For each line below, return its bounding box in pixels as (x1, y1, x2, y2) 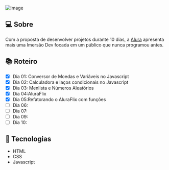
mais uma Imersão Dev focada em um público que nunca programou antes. (5, 41, 164, 48)
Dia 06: (12, 102, 28, 108)
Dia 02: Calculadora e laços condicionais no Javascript (12, 79, 129, 85)
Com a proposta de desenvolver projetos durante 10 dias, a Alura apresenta (5, 36, 164, 42)
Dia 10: (12, 119, 27, 126)
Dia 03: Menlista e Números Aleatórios (12, 85, 94, 91)
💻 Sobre (5, 20, 33, 29)
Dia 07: (12, 108, 28, 114)
